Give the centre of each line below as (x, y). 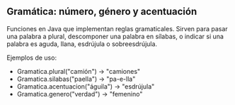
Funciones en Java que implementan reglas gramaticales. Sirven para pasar (117, 28)
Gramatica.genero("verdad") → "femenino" (80, 94)
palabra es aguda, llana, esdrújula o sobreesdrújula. (82, 44)
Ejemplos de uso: (32, 57)
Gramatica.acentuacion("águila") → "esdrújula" (86, 86)
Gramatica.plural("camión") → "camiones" (79, 71)
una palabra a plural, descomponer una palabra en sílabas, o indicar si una (115, 36)
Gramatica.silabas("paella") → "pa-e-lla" (76, 79)
